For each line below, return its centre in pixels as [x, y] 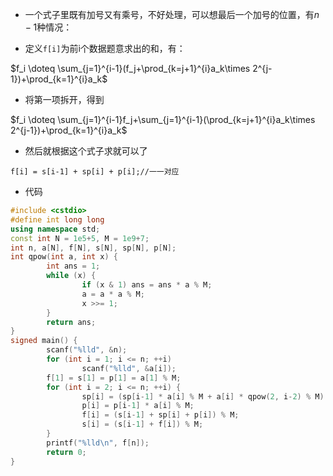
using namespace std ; [55, 229]
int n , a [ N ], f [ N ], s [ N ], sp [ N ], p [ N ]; [93, 248]
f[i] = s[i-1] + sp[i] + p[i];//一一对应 [95, 172]
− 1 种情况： [48, 27]
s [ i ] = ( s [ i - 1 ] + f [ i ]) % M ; [142, 424]
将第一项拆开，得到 [64, 99]
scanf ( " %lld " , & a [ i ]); [129, 368]
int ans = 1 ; [73, 266]
